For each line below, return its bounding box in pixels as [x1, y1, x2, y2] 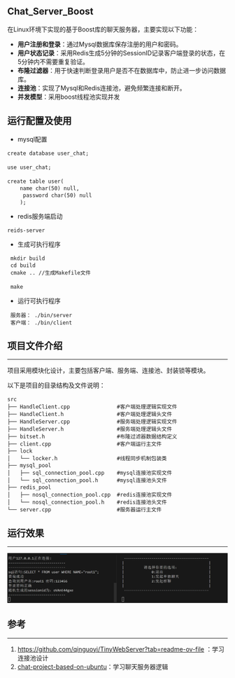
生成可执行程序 [17, 240, 61, 248]
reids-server [7, 227, 45, 234]
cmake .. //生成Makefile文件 [10, 269, 91, 276]
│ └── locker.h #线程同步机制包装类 [7, 455, 167, 462]
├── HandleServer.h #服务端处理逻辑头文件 [7, 426, 173, 433]
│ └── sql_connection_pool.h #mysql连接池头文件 [7, 477, 167, 484]
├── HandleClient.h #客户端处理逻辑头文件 [7, 411, 173, 418]
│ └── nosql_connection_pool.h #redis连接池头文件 [7, 499, 167, 506]
